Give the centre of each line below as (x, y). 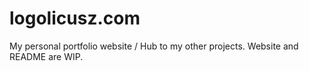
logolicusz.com (75, 18)
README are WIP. (46, 56)
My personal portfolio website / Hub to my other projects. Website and (154, 46)
